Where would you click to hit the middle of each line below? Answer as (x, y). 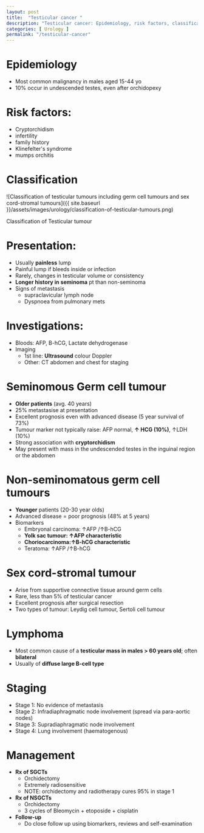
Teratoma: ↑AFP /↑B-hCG (57, 548)
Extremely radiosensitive (55, 785)
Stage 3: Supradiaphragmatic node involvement (75, 724)
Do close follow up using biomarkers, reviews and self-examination (108, 824)
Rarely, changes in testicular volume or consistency (80, 275)
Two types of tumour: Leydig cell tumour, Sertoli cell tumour (90, 609)
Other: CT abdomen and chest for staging (76, 362)
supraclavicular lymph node (59, 295)
